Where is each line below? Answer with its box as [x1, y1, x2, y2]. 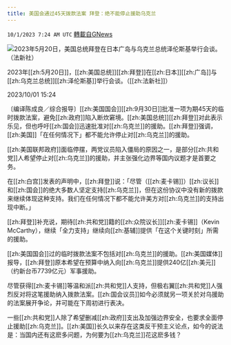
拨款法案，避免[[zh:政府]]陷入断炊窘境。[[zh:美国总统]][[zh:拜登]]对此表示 [12, 113, 223, 121]
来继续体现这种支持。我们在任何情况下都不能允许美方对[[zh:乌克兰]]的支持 [7, 194, 219, 202]
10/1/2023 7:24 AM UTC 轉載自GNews [7, 30, 113, 38]
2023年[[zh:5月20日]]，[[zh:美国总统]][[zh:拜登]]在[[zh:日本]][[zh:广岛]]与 [7, 68, 217, 76]
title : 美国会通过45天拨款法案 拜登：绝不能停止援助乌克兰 [7, 10, 157, 17]
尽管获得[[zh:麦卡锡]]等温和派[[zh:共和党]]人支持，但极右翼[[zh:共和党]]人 [7, 281, 217, 290]
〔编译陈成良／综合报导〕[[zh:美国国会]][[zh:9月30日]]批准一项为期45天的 [7, 104, 219, 112]
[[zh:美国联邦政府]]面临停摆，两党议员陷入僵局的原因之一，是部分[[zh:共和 [7, 145, 219, 153]
